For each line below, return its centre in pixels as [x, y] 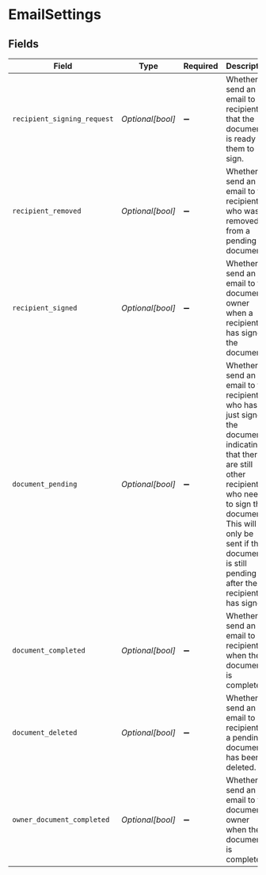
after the [241, 583]
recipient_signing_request [63, 119]
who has [241, 405]
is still [236, 563]
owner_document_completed [61, 820]
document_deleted [45, 733]
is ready [240, 139]
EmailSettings [55, 15]
